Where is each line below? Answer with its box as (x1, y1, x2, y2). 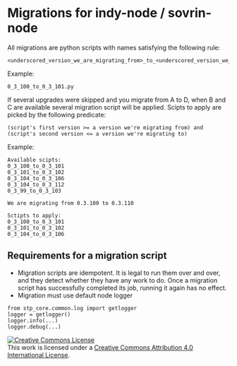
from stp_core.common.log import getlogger (7, 305, 138, 312)
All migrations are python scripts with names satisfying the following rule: (7, 43, 221, 52)
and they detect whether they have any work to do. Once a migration (17, 276, 218, 284)
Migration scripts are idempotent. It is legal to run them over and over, (17, 268, 221, 277)
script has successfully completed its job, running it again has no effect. (17, 283, 227, 292)
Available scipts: (7, 156, 61, 163)
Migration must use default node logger (17, 291, 133, 300)
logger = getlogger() (7, 311, 71, 318)
